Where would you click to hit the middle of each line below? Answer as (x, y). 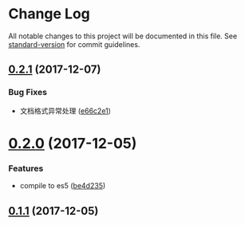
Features (26, 168)
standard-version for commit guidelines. (74, 44)
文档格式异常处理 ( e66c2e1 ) (65, 111)
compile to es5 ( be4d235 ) (63, 186)
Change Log (49, 14)
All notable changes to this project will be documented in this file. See (123, 36)
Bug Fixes (28, 93)
